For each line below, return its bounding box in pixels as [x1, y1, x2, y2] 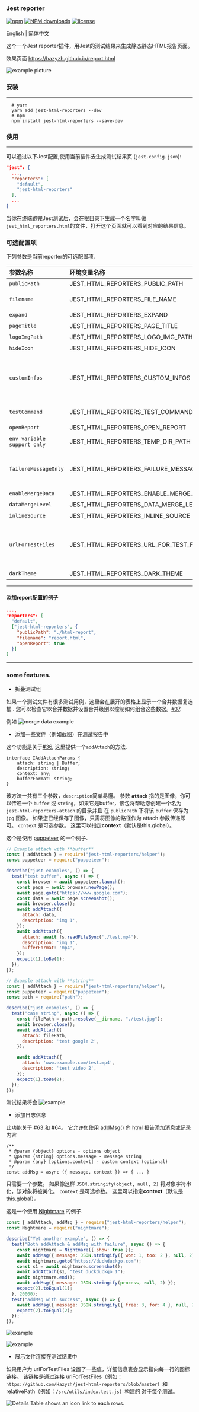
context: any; [17, 770, 52, 776]
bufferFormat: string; [17, 776, 73, 782]
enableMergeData [9, 490, 55, 497]
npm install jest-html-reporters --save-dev [11, 117, 123, 124]
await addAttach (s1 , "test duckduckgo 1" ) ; [17, 1269, 126, 1275]
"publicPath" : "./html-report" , [17, 629, 97, 635]
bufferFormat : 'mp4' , [21, 945, 76, 951]
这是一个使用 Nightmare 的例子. [6, 1208, 83, 1215]
